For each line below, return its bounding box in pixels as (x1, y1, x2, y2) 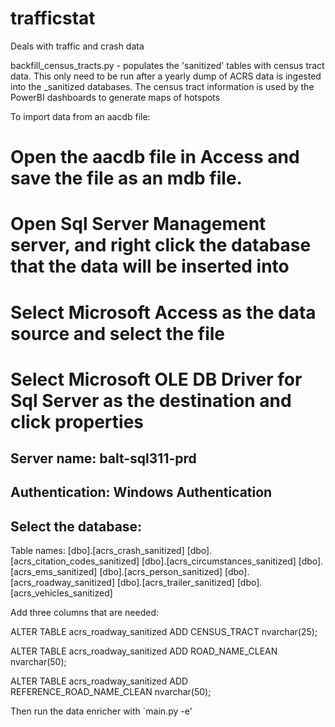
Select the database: (10, 518, 143, 535)
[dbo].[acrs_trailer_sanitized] (116, 577, 235, 589)
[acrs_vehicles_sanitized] (10, 587, 113, 599)
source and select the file (10, 322, 226, 345)
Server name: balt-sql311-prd (10, 450, 197, 467)
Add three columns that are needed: (10, 607, 159, 619)
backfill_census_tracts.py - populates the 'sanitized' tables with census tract (10, 59, 325, 71)
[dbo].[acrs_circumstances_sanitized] (141, 555, 297, 567)
